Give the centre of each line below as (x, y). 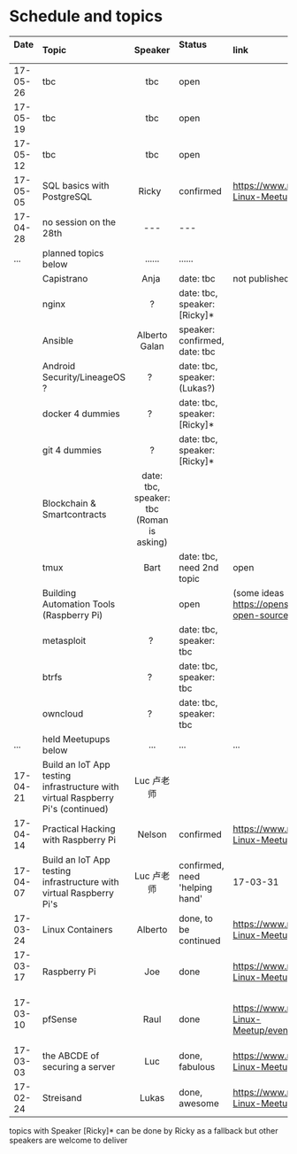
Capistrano (65, 278)
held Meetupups (76, 739)
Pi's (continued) (76, 809)
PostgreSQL (68, 197)
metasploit (65, 640)
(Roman (152, 520)
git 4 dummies (72, 450)
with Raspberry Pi (80, 840)
